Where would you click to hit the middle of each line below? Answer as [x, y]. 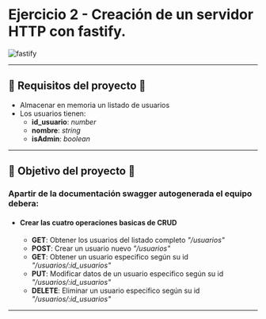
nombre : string [56, 130]
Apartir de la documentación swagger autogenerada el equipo [130, 194]
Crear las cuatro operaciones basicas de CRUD [98, 222]
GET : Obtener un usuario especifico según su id [110, 257]
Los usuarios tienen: [53, 113]
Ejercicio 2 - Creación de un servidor [131, 15]
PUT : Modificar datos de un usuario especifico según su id [127, 274]
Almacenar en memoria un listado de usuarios [95, 105]
